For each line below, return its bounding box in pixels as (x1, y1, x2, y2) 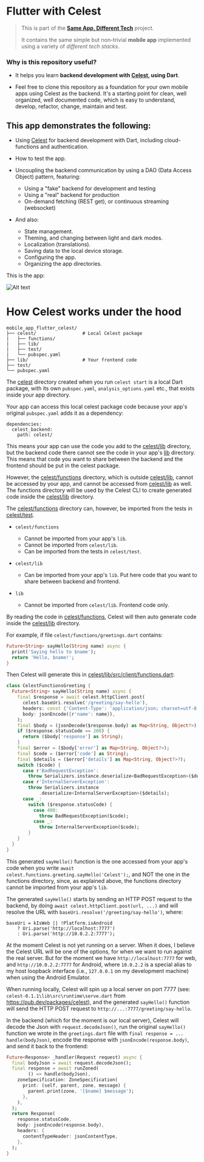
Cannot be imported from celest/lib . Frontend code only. (24, 601, 169, 609)
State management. (24, 228, 73, 235)
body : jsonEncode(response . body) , (17, 1122, 104, 1129)
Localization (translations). (24, 241, 91, 248)
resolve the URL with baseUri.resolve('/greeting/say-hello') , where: (6, 908, 183, 916)
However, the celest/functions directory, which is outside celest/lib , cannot (6, 473, 194, 481)
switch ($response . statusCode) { (28, 801, 113, 808)
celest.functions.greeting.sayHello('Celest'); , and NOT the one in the (6, 871, 190, 878)
